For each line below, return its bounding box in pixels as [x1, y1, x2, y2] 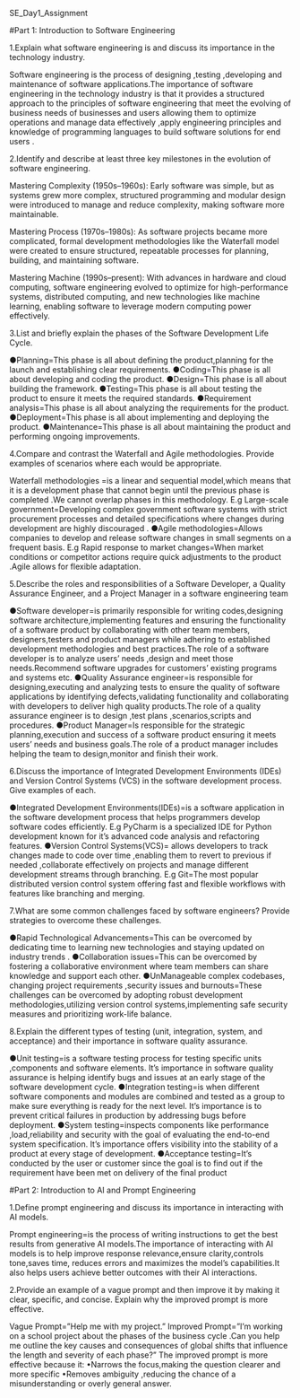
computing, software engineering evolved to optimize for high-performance [9, 282, 289, 293]
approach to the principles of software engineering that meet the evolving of [9, 98, 291, 109]
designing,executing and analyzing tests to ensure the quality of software [9, 682, 280, 692]
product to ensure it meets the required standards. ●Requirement [9, 393, 252, 403]
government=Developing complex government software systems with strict [9, 504, 288, 514]
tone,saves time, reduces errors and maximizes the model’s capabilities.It [9, 1258, 280, 1268]
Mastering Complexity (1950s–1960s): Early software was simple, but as [9, 180, 275, 191]
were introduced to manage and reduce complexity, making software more [9, 199, 285, 210]
